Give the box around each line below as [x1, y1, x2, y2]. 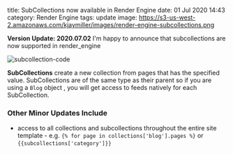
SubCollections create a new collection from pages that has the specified [7, 69, 220, 77]
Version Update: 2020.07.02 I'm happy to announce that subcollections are [7, 34, 226, 43]
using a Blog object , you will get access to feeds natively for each [7, 84, 197, 91]
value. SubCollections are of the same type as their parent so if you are [7, 76, 212, 84]
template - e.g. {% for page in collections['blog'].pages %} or [17, 132, 204, 140]
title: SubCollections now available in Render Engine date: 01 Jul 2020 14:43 [7, 6, 225, 14]
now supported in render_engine [7, 42, 101, 49]
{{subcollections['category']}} [17, 140, 112, 147]
